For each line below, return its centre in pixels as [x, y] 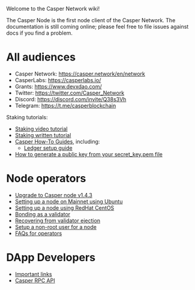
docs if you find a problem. [40, 33]
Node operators [46, 179]
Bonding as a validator [43, 214]
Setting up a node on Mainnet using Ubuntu [69, 201]
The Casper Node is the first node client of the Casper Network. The [91, 20]
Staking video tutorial [41, 129]
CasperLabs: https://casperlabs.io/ [58, 80]
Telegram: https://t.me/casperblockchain [65, 105]
